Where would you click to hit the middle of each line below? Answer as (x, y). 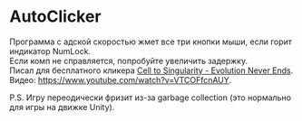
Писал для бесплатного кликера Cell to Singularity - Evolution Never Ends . (151, 70)
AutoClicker (55, 17)
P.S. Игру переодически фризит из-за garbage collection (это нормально (151, 98)
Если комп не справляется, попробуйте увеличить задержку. (128, 60)
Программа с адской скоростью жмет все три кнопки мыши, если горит (151, 42)
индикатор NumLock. (50, 51)
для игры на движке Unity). (62, 107)
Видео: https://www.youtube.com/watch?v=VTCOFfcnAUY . (121, 79)
